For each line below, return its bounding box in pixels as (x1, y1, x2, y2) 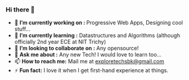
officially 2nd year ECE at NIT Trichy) (14, 38, 107, 46)
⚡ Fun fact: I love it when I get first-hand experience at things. (14, 67, 169, 74)
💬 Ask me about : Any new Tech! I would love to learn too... (14, 51, 162, 58)
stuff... (14, 25, 31, 32)
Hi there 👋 (5, 5, 36, 14)
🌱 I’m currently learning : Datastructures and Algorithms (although (14, 32, 181, 39)
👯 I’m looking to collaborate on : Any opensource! (14, 45, 139, 52)
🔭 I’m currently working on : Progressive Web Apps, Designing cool (14, 19, 183, 26)
